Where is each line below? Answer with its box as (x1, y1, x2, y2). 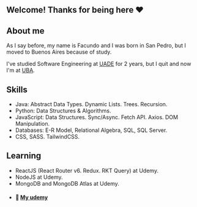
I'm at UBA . (6, 67, 35, 74)
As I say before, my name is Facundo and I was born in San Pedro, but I (6, 42, 187, 49)
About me (6, 26, 45, 36)
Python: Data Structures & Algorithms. (15, 107, 111, 115)
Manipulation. (15, 120, 50, 128)
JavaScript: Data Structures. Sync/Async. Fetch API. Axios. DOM (15, 114, 179, 121)
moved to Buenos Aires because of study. (6, 48, 112, 56)
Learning (6, 151, 42, 161)
